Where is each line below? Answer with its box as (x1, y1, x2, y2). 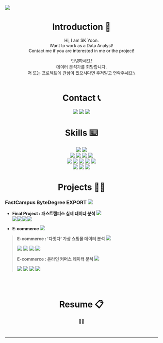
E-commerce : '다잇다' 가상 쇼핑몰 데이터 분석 (16, 236, 105, 242)
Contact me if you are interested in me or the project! (28, 48, 135, 53)
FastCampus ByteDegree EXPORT (5, 199, 87, 206)
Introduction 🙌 (52, 21, 111, 33)
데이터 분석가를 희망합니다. (56, 64, 107, 69)
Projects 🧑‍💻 (58, 182, 105, 192)
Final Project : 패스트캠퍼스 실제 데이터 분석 (12, 211, 96, 217)
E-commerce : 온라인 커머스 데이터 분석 (16, 256, 94, 262)
